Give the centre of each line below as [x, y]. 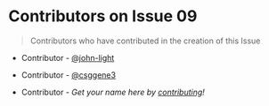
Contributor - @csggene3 [69, 75]
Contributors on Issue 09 [103, 16]
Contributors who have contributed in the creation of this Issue [145, 41]
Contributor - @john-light [68, 57]
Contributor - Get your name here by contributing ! [113, 92]
